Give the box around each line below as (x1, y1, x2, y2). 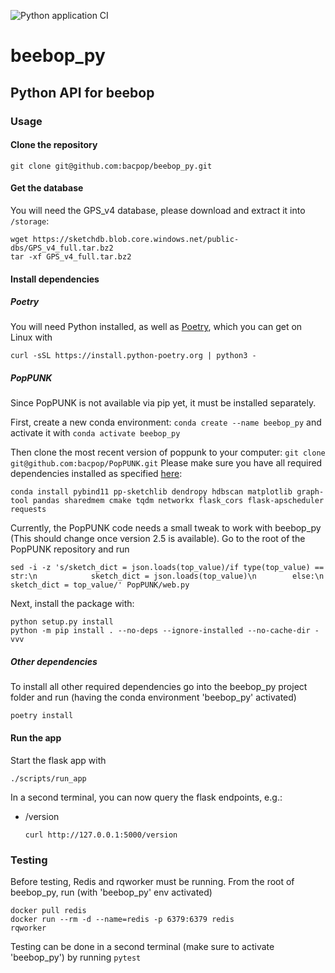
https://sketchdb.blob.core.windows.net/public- (32, 234, 240, 244)
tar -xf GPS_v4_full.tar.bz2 (10, 251, 132, 262)
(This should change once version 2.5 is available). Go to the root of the (10, 533, 306, 545)
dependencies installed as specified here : (10, 468, 183, 480)
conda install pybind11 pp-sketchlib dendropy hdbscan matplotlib (10, 487, 293, 497)
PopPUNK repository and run (10, 543, 130, 555)
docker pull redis (10, 905, 87, 915)
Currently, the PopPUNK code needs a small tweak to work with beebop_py (10, 522, 322, 534)
